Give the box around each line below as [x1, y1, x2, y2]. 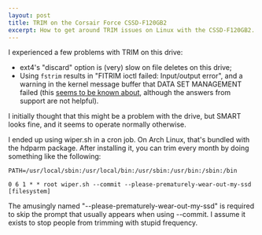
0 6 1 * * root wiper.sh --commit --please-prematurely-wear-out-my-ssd [8, 181, 252, 189]
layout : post [8, 11, 51, 20]
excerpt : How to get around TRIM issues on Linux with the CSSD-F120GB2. [8, 26, 256, 34]
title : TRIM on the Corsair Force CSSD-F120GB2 [8, 19, 168, 27]
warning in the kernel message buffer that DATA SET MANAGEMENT [19, 79, 242, 89]
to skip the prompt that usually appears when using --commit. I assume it [8, 210, 246, 219]
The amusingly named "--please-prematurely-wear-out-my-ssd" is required [8, 201, 254, 211]
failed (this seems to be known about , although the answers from [19, 88, 231, 97]
